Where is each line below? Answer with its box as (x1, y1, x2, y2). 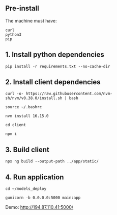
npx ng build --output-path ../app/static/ (5, 159, 99, 164)
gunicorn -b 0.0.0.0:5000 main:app (5, 195, 81, 201)
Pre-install (5, 4, 39, 13)
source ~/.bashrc (5, 105, 42, 110)
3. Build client (5, 145, 50, 154)
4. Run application (5, 173, 64, 181)
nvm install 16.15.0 (5, 113, 49, 119)
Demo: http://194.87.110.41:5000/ (5, 204, 74, 210)
